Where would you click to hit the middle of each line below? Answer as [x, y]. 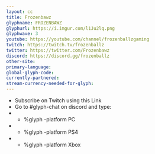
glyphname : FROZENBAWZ [34, 23]
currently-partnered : [33, 78]
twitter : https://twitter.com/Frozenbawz [58, 51]
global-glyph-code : [30, 73]
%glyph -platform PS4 [51, 132]
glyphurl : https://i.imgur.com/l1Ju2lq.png [61, 28]
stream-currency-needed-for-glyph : [50, 84]
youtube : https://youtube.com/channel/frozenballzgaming [78, 39]
